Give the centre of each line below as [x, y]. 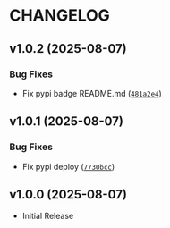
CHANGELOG [59, 16]
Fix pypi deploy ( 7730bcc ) [68, 166]
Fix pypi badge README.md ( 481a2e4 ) [92, 93]
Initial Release [48, 216]
